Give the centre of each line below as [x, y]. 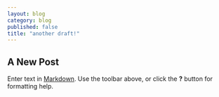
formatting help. [31, 86]
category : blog [29, 20]
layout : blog [26, 14]
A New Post [33, 62]
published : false [33, 27]
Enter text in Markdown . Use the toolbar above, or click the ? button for [110, 79]
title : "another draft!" [44, 33]
